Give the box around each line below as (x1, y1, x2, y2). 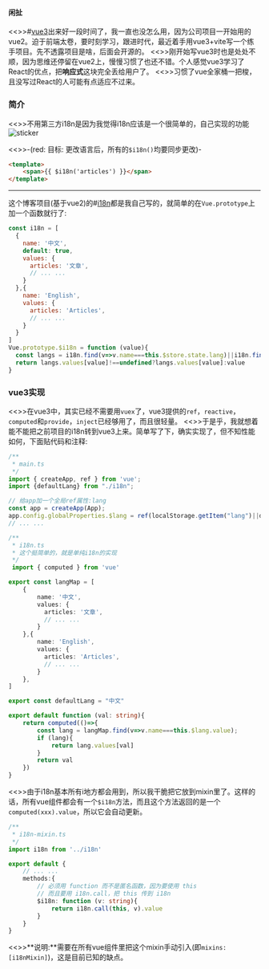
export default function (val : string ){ (8, 711, 146, 720)
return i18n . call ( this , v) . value (50, 904, 163, 913)
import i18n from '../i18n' (8, 845, 102, 853)
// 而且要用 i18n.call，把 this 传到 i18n (37, 890, 171, 898)
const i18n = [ (8, 225, 59, 233)
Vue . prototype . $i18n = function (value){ (8, 344, 149, 352)
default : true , (22, 246, 74, 254)
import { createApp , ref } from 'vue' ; (8, 474, 142, 483)
